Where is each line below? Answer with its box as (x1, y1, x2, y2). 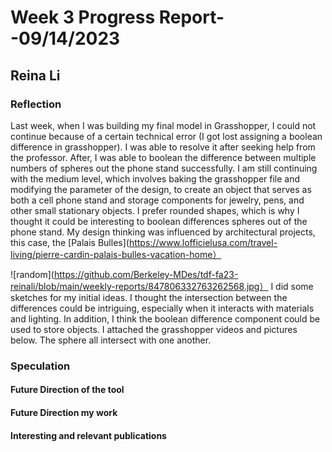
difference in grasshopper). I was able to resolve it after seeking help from (10, 141, 316, 153)
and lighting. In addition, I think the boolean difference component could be (10, 312, 321, 325)
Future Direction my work (10, 406, 118, 418)
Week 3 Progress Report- (10, 6, 225, 29)
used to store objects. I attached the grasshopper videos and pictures (10, 323, 298, 335)
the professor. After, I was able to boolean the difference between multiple (10, 151, 317, 163)
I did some (270, 280, 314, 292)
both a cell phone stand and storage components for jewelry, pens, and (10, 194, 305, 206)
